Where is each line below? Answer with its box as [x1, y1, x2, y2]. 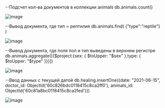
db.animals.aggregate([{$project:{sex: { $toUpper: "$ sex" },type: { [5, 53, 141, 59]
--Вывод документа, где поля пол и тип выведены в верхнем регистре [5, 48, 156, 53]
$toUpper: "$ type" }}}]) [5, 58, 54, 64]
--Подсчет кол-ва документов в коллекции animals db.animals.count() [5, 4, 153, 10]
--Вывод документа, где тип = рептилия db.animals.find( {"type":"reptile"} [5, 23, 161, 29]
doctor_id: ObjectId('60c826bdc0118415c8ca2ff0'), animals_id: [5, 82, 134, 88]
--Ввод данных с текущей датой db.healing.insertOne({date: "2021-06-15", [5, 77, 161, 83]
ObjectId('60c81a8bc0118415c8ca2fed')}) [5, 88, 90, 93]
